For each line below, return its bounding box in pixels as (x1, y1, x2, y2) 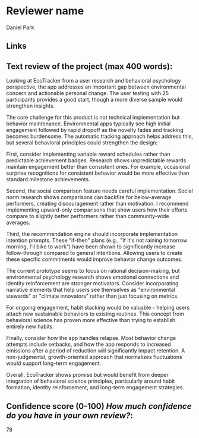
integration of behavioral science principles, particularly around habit (6, 377, 175, 385)
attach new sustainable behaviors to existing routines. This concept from (6, 310, 184, 317)
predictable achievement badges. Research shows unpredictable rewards (6, 157, 187, 164)
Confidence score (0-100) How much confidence (6, 401, 192, 411)
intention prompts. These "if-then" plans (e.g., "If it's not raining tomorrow (6, 237, 188, 244)
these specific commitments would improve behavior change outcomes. (6, 256, 183, 263)
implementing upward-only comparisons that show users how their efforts (6, 206, 188, 213)
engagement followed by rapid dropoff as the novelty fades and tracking (6, 127, 184, 134)
